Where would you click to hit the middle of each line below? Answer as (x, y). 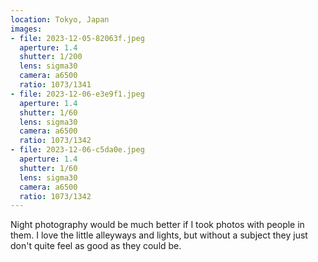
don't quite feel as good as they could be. (96, 246)
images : (26, 29)
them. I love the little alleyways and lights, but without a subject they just (159, 235)
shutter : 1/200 (51, 57)
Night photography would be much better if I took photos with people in (157, 225)
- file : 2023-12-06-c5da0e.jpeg (77, 150)
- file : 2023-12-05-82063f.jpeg (77, 38)
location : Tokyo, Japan (60, 19)
